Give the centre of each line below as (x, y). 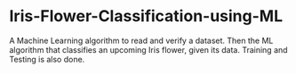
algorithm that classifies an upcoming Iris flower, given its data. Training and (148, 49)
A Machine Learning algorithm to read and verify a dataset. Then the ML (141, 40)
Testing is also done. (47, 59)
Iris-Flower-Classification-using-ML (146, 16)
